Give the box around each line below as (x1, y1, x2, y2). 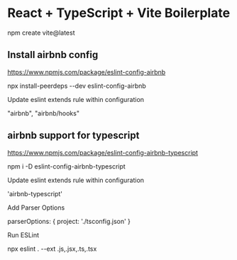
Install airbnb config (7, 49, 99, 61)
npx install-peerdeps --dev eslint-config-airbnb (7, 81, 147, 90)
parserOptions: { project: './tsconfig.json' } (7, 217, 131, 225)
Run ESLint (7, 230, 40, 239)
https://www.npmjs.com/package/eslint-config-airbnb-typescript (7, 148, 199, 157)
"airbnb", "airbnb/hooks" (7, 108, 80, 118)
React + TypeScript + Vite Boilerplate (7, 5, 231, 21)
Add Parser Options (7, 203, 65, 212)
